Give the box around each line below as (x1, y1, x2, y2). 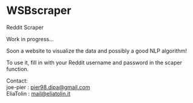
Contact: (6, 77, 29, 84)
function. (6, 65, 29, 73)
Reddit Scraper (6, 24, 44, 31)
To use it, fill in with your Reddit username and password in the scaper (6, 59, 182, 66)
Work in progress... (6, 35, 54, 42)
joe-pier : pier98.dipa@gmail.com (6, 83, 90, 91)
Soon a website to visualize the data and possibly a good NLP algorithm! (6, 47, 187, 55)
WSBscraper (6, 4, 72, 18)
